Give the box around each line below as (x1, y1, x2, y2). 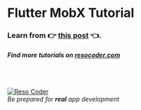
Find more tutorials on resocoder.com (7, 51, 121, 59)
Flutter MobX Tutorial (7, 5, 135, 21)
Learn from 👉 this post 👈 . (7, 30, 102, 40)
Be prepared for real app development (7, 95, 120, 104)
